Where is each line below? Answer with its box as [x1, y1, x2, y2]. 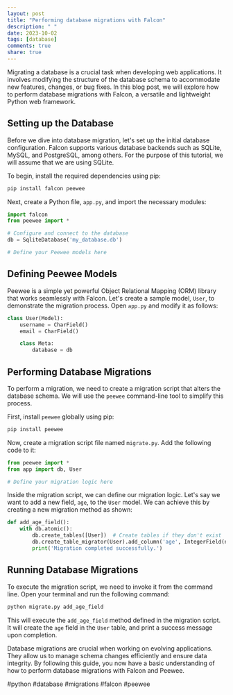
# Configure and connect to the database [7, 230, 129, 237]
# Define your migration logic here [7, 478, 113, 485]
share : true [7, 49, 42, 56]
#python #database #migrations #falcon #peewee [7, 680, 150, 688]
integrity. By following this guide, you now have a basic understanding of [7, 659, 215, 667]
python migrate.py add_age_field [7, 603, 104, 610]
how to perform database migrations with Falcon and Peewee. [7, 666, 185, 674]
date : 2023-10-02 [7, 29, 58, 37]
